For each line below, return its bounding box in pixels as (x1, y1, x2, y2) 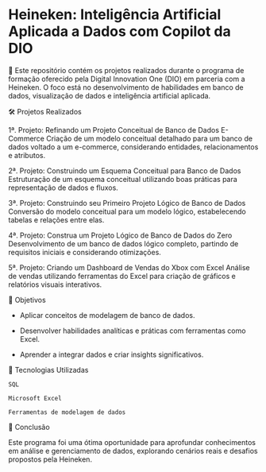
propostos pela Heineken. (8, 455, 93, 464)
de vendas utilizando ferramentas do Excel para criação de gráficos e (8, 271, 236, 280)
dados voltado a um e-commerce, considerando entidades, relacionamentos (8, 141, 259, 152)
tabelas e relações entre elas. (8, 215, 105, 224)
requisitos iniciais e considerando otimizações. (8, 247, 161, 257)
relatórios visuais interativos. (8, 280, 102, 289)
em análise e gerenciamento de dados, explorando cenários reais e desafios (8, 446, 258, 455)
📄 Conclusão (8, 422, 50, 431)
